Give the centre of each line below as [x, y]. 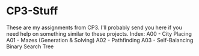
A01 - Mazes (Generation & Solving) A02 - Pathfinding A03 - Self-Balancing [100, 40]
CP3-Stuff [32, 11]
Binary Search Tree [30, 46]
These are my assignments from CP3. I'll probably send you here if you [94, 27]
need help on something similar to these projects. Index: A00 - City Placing [99, 33]
